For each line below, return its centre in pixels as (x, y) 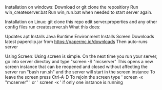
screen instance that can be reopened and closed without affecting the (76, 67)
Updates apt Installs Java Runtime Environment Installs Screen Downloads (80, 36)
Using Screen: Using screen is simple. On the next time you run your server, (81, 56)
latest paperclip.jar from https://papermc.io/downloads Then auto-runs (76, 42)
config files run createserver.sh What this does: (53, 27)
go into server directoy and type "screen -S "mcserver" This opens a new (79, 61)
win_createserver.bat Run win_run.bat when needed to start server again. (79, 12)
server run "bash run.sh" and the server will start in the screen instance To (80, 72)
